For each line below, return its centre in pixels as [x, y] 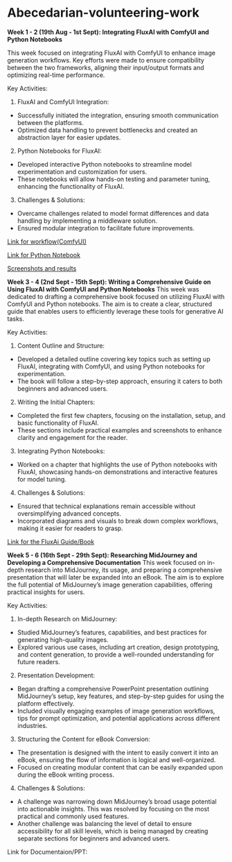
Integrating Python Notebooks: [61, 451]
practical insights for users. [46, 592]
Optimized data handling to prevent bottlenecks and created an [107, 130]
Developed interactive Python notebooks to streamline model [104, 164]
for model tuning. [42, 479]
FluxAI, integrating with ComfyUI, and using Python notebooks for [111, 366]
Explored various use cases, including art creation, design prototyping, [118, 647]
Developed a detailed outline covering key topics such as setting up [114, 359]
